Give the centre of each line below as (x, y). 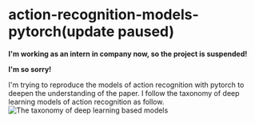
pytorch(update (62, 32)
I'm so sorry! (30, 69)
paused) (146, 32)
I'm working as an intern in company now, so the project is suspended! (128, 54)
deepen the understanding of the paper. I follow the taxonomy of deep (124, 93)
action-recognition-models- (104, 15)
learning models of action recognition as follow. (86, 101)
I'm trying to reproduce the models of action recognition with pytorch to (126, 85)
